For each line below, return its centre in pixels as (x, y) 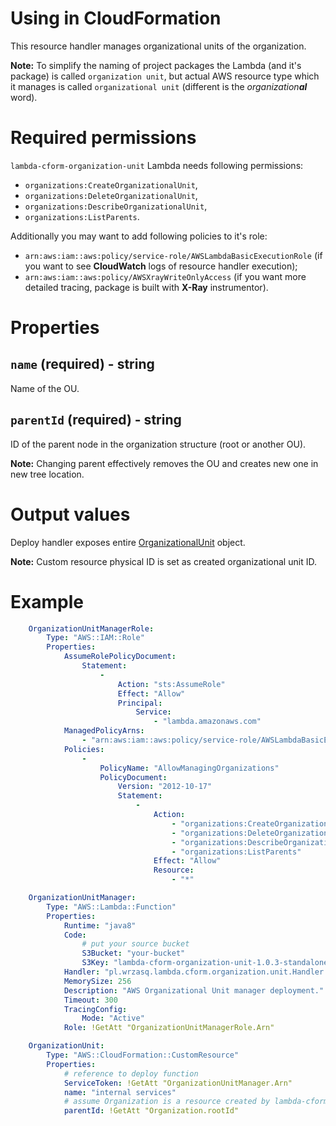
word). (24, 97)
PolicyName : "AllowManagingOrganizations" (189, 768)
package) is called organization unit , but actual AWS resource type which (165, 76)
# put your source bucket (135, 944)
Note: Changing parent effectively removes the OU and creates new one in (164, 463)
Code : (75, 935)
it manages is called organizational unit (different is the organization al (159, 86)
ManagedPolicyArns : (104, 731)
